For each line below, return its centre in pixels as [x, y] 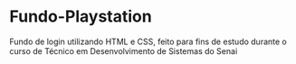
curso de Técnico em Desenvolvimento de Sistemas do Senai [124, 50]
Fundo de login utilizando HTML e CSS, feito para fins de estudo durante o [148, 41]
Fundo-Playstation [81, 17]
